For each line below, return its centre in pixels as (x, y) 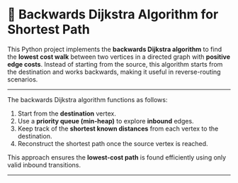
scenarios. (23, 79)
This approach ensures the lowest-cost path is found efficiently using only (117, 157)
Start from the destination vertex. (67, 113)
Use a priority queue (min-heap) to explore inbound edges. (106, 121)
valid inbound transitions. (44, 165)
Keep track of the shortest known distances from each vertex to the (118, 128)
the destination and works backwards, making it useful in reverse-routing (114, 72)
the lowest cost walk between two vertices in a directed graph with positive (119, 57)
